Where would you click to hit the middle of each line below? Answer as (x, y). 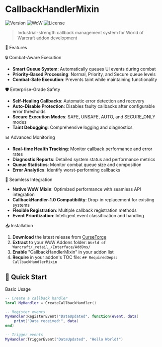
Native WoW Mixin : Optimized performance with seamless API (77, 189)
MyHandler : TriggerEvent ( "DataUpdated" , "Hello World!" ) (64, 339)
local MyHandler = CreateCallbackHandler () (51, 303)
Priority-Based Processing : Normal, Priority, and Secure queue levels (84, 74)
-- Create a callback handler (37, 298)
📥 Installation (19, 225)
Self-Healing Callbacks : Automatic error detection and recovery (78, 101)
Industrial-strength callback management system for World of (81, 32)
